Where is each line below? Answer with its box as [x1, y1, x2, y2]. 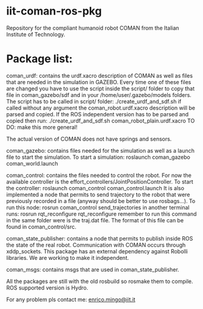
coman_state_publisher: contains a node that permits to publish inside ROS [6, 234, 193, 242]
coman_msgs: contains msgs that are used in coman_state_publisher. [6, 265, 180, 273]
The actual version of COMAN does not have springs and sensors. [6, 135, 172, 142]
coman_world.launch [6, 159, 59, 167]
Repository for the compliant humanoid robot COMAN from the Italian [6, 24, 179, 32]
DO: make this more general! [6, 123, 78, 131]
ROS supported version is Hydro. [6, 284, 88, 291]
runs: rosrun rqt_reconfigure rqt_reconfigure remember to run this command [6, 210, 197, 218]
